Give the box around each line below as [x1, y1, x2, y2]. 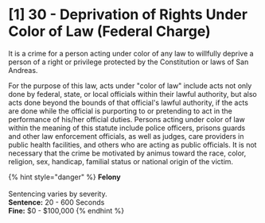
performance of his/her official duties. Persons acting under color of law [8, 114, 245, 124]
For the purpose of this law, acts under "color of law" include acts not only [8, 81, 252, 90]
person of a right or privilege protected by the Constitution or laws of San [8, 57, 249, 67]
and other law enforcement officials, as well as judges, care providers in [8, 131, 244, 140]
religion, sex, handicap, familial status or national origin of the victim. [8, 156, 233, 166]
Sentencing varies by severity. [8, 189, 107, 198]
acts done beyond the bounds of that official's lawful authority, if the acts [8, 98, 249, 107]
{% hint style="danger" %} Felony [8, 172, 121, 182]
